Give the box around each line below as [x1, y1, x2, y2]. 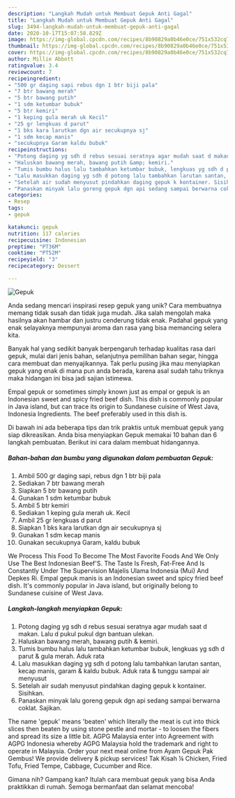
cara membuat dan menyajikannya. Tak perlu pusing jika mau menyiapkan [8, 359, 220, 367]
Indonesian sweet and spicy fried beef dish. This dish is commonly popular [8, 394, 224, 403]
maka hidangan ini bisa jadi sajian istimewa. [8, 374, 133, 382]
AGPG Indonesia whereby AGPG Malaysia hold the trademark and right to [8, 739, 218, 748]
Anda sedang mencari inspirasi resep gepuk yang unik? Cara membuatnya [8, 301, 222, 309]
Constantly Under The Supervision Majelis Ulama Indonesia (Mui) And [8, 566, 209, 575]
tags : [8, 205, 24, 212]
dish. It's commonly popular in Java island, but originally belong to [8, 581, 198, 590]
